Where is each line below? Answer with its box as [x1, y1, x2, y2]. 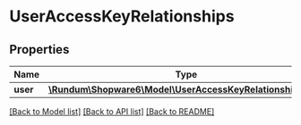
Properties [9, 42, 70, 57]
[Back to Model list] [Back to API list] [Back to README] [9, 106, 215, 117]
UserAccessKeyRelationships [9, 6, 235, 27]
